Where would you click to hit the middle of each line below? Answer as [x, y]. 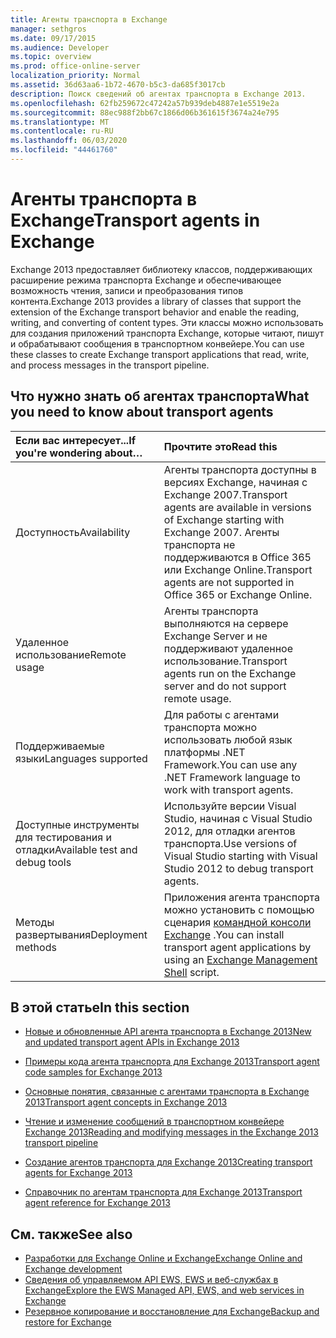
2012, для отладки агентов [229, 831]
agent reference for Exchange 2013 [97, 1203]
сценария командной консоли [237, 922]
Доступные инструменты [77, 824]
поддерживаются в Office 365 [237, 557]
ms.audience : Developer [60, 47]
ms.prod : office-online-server [75, 66]
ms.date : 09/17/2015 [53, 38]
